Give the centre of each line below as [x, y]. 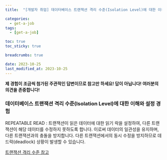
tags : [11, 28]
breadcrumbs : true [24, 55]
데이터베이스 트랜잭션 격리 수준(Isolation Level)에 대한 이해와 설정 [80, 104]
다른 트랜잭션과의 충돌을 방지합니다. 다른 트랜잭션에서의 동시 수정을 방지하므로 [81, 135]
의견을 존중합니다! [23, 89]
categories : [17, 19]
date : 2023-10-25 [23, 64]
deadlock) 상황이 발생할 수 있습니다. [50, 142]
